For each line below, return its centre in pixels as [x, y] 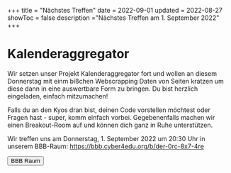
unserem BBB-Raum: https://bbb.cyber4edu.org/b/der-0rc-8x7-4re [106, 146]
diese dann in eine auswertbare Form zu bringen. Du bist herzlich [103, 89]
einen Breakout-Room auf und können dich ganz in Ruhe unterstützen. [110, 125]
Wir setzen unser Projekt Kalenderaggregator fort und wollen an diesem [112, 73]
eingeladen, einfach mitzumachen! [58, 96]
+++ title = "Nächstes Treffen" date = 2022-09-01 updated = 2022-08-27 [115, 10]
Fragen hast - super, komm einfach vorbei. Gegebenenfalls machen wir [111, 117]
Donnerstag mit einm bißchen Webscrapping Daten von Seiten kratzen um [116, 81]
